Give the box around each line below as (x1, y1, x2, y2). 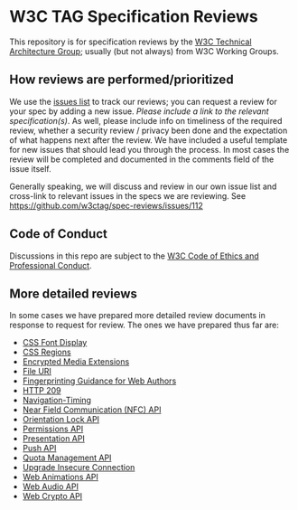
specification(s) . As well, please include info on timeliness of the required (9, 115, 283, 126)
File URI (22, 366, 52, 377)
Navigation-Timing (22, 395, 92, 406)
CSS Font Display (22, 337, 88, 348)
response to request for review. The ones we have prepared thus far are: (9, 319, 280, 331)
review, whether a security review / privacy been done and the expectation (9, 125, 288, 136)
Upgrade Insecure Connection (22, 462, 135, 473)
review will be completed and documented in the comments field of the (9, 154, 275, 165)
